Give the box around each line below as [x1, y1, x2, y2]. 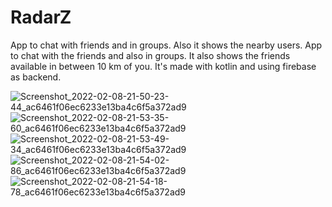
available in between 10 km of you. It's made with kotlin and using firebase [10, 60, 317, 72]
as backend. [10, 71, 62, 83]
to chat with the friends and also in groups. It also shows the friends [10, 49, 291, 61]
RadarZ [10, 6, 72, 29]
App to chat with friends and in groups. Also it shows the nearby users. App [10, 39, 323, 51]
